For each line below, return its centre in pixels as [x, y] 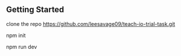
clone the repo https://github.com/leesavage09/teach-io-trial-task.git [91, 24]
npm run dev [22, 47]
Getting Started [35, 10]
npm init [16, 35]
